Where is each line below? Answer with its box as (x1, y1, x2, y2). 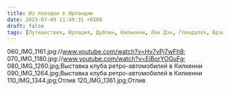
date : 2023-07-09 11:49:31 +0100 (7, 16, 103, 23)
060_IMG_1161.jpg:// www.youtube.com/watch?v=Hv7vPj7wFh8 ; (7, 48, 186, 56)
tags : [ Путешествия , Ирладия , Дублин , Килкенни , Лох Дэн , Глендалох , (7, 29, 210, 36)
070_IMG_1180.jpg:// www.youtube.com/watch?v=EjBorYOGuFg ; (7, 55, 186, 63)
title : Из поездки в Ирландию (7, 10, 94, 17)
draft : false (7, 22, 44, 29)
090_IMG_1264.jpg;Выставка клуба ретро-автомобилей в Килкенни (7, 69, 203, 77)
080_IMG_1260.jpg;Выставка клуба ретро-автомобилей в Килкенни (7, 62, 203, 70)
